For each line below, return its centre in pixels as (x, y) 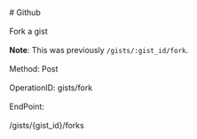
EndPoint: (27, 106)
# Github (25, 12)
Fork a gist (28, 31)
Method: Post (34, 69)
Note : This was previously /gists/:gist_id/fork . (99, 50)
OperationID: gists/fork (51, 88)
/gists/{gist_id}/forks (47, 125)
